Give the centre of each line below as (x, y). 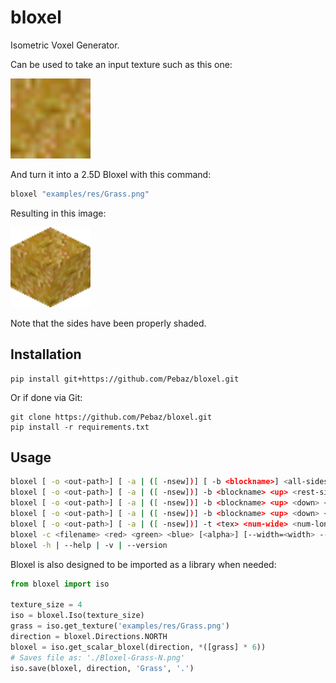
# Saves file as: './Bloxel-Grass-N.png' (98, 657)
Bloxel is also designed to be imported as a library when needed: (143, 564)
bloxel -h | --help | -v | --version (89, 545)
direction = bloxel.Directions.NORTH (89, 636)
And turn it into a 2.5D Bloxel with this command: (111, 174)
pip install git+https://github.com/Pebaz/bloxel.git (125, 379)
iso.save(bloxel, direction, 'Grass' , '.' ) (102, 668)
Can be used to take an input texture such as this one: (121, 64)
